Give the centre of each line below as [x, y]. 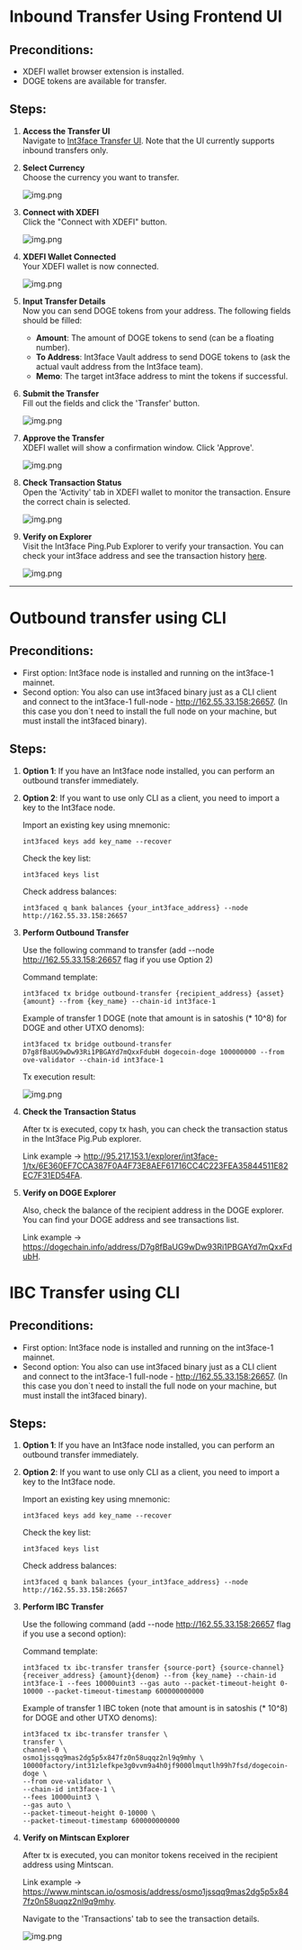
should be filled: [52, 320]
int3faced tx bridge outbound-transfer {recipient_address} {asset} [153, 993]
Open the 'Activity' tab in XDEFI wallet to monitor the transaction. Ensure [156, 492]
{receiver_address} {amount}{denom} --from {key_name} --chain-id [149, 1676]
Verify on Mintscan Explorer [76, 1838]
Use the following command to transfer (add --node [118, 950]
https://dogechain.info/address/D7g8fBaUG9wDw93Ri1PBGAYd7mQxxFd [157, 1246]
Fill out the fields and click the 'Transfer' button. [111, 403]
